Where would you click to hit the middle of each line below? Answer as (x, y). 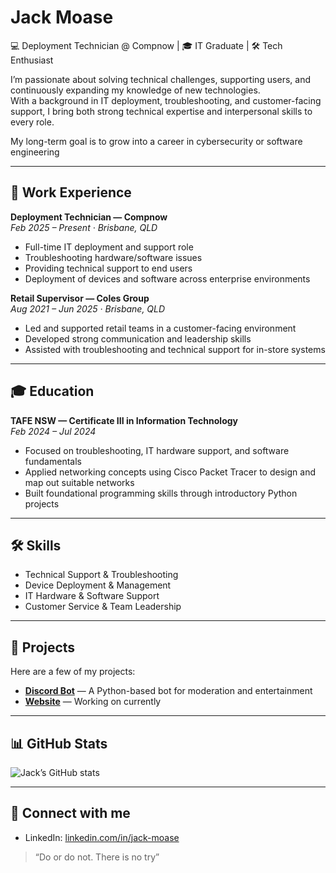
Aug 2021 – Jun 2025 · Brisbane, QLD (88, 308)
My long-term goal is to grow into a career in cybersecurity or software (156, 141)
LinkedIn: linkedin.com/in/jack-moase (102, 837)
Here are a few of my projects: (73, 672)
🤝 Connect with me (70, 813)
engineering (35, 152)
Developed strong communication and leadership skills (138, 338)
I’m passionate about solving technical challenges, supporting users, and (161, 79)
